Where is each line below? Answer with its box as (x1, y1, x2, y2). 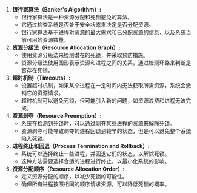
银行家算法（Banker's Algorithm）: (12, 6, 102, 13)
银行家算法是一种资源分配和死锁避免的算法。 (21, 13, 133, 21)
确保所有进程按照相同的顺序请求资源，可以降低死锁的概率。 (21, 180, 170, 188)
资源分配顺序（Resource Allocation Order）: (12, 165, 125, 172)
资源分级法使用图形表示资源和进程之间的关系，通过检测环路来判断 (21, 59, 186, 66)
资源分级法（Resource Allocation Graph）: (12, 44, 121, 51)
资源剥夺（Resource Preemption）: (12, 112, 102, 119)
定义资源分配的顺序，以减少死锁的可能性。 (21, 173, 128, 180)
